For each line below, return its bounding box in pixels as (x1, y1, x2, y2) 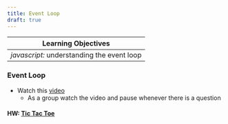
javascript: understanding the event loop (10, 50, 142, 59)
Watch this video (17, 86, 65, 94)
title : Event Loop (7, 10, 60, 17)
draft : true (7, 17, 41, 23)
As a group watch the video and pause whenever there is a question (27, 94, 222, 102)
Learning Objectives (42, 39, 110, 48)
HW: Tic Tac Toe (7, 110, 55, 118)
